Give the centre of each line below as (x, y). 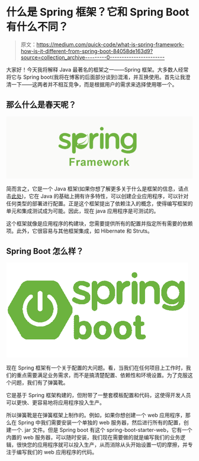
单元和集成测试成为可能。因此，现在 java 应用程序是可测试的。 (83, 211)
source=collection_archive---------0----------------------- (92, 57)
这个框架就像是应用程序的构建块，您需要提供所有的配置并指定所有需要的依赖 (99, 223)
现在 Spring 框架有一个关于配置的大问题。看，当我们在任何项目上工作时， (96, 368)
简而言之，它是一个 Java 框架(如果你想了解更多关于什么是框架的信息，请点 (97, 188)
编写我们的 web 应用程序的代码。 (57, 452)
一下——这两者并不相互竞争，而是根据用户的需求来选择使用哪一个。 (94, 84)
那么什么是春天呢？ (41, 105)
